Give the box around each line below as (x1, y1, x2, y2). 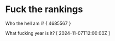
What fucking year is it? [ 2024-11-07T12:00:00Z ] (5, 30, 110, 36)
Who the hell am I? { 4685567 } (5, 20, 71, 26)
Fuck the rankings (5, 4, 83, 15)
